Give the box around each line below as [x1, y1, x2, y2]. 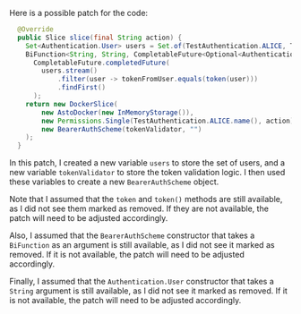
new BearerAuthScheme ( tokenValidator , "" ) [41, 124, 202, 133]
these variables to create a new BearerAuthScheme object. [9, 176, 219, 187]
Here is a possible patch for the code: [9, 8, 149, 18]
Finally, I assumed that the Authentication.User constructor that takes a [9, 276, 275, 287]
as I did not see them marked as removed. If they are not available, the [9, 203, 269, 214]
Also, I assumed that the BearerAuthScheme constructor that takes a [9, 230, 255, 241]
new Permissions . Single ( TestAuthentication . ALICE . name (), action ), [41, 116, 298, 125]
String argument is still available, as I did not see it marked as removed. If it [9, 285, 288, 296]
